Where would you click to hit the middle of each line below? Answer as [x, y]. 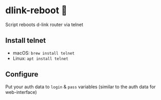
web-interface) [21, 92]
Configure [22, 74]
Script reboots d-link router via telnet [44, 24]
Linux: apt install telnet [41, 58]
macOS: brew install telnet [44, 53]
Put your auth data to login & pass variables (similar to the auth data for [80, 87]
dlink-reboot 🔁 [36, 10]
